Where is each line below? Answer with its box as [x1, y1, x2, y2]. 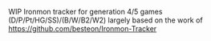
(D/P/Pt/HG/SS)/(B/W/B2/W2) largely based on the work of [8, 15, 203, 25]
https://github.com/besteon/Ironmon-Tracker [8, 24, 157, 33]
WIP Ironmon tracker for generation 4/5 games [8, 7, 163, 16]
